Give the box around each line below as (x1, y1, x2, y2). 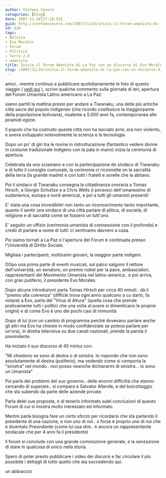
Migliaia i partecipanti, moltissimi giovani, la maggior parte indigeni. (5, 252, 142, 258)
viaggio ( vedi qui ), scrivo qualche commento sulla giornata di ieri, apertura (5, 86, 159, 92)
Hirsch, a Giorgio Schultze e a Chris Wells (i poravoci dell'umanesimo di (5, 187, 151, 193)
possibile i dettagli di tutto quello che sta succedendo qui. (5, 459, 123, 465)
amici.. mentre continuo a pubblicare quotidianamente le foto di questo (5, 81, 149, 87)
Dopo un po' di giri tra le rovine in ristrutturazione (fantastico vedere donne (5, 141, 158, 147)
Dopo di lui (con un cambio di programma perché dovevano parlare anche (5, 318, 156, 323)
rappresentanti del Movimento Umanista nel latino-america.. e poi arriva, (5, 272, 153, 278)
